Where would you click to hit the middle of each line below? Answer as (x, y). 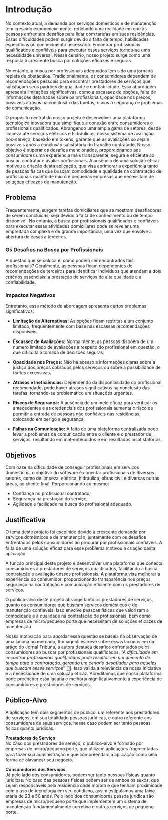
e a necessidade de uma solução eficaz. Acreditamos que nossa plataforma (83, 673)
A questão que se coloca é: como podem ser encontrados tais (69, 261)
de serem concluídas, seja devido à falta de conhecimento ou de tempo (79, 215)
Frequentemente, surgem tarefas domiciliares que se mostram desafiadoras (83, 210)
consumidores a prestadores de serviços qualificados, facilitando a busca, (82, 568)
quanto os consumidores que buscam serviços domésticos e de (71, 605)
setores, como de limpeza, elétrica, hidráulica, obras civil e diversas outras (82, 478)
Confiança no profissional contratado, (52, 493)
